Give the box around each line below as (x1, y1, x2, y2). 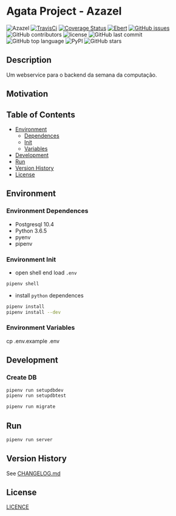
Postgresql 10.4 (15, 220, 55, 228)
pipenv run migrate (6, 403, 56, 410)
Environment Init (6, 255, 56, 263)
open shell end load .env (15, 269, 77, 276)
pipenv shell (6, 281, 39, 287)
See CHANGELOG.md (6, 470, 61, 477)
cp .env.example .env (6, 337, 59, 344)
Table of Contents (6, 110, 76, 120)
